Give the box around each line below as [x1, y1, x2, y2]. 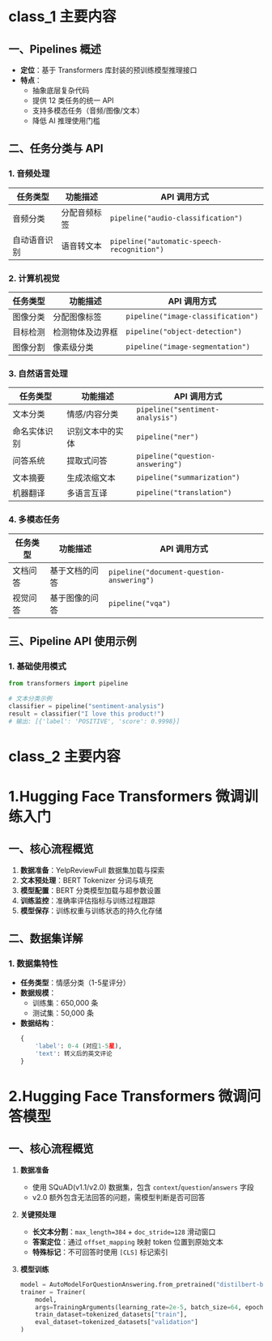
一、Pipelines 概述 [8, 42, 101, 56]
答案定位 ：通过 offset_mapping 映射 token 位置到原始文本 [32, 1236, 224, 1246]
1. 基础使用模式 [8, 660, 67, 672]
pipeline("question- [136, 451, 216, 461]
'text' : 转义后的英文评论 [35, 1050, 113, 1058]
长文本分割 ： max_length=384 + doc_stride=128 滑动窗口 [32, 1227, 216, 1236]
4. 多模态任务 [8, 514, 61, 525]
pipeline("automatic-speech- [109, 237, 223, 246]
